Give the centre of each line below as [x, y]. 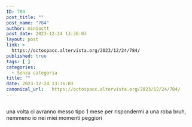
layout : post [22, 39]
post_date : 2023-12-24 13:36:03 [46, 34]
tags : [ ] [19, 61]
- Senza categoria [35, 73]
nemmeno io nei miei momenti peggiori [54, 117]
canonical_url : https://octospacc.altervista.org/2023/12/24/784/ [93, 89]
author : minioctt [28, 28]
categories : [21, 67]
